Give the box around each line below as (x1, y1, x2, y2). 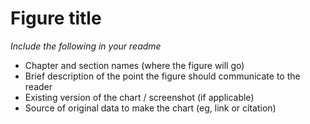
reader (24, 80, 53, 92)
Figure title (10, 7, 102, 30)
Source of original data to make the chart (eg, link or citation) (24, 102, 277, 114)
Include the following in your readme (10, 40, 162, 52)
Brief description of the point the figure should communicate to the (24, 70, 301, 82)
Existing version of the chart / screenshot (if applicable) (24, 91, 255, 103)
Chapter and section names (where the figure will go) (24, 59, 245, 71)
